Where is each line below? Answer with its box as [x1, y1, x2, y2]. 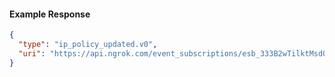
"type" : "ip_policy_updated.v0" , [18, 40, 158, 50]
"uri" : [18, 48, 46, 59]
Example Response [9, 8, 91, 20]
